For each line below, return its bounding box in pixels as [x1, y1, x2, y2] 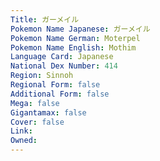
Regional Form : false [10, 80, 101, 90]
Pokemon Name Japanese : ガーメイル [10, 24, 151, 34]
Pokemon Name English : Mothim [10, 42, 137, 53]
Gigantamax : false [10, 107, 87, 118]
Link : [10, 126, 33, 136]
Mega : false [10, 98, 60, 108]
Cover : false [10, 117, 65, 127]
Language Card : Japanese [10, 52, 114, 62]
